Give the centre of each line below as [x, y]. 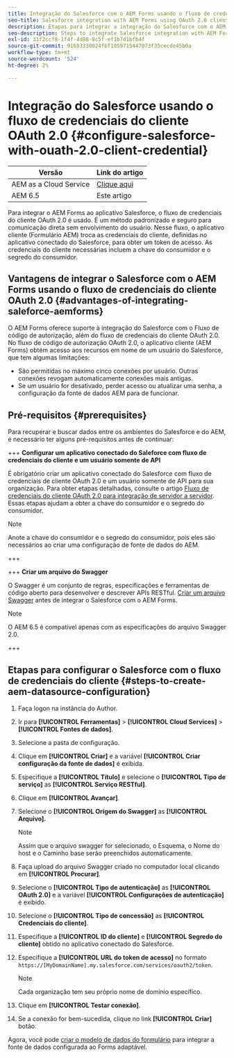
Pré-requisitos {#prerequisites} [77, 415]
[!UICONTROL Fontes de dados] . [65, 729]
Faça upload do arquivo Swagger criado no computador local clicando [118, 866]
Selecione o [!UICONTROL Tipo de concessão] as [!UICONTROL [111, 916]
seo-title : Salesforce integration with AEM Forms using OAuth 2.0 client [118, 20]
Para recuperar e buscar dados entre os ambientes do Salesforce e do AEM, [117, 432]
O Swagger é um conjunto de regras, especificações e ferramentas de [109, 586]
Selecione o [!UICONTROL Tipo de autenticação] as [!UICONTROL [114, 887]
